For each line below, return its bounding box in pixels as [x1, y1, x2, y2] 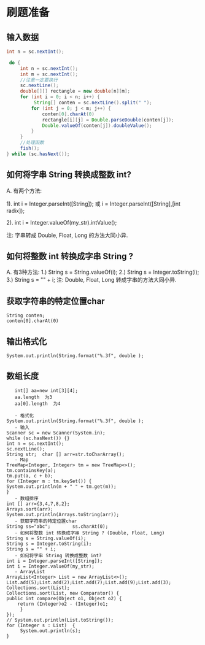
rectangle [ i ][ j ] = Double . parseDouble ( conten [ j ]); [42, 117, 174, 123]
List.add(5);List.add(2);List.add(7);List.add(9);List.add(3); [6, 579, 172, 585]
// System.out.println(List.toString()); [6, 617, 114, 623]
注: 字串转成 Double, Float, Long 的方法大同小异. [6, 231, 128, 239]
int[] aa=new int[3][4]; [14, 387, 79, 393]
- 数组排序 [14, 495, 39, 501]
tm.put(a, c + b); [6, 473, 53, 479]
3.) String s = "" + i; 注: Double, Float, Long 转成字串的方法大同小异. [6, 276, 177, 284]
